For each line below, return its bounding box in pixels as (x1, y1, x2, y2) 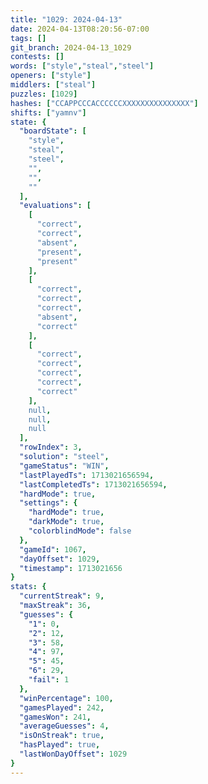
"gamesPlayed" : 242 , (19, 702, 105, 713)
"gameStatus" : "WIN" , (19, 461, 110, 471)
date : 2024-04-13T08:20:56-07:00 (10, 24, 150, 34)
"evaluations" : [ (19, 201, 92, 211)
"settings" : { (19, 498, 78, 508)
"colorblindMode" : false (28, 526, 132, 536)
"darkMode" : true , (28, 517, 105, 527)
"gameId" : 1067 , (19, 544, 87, 555)
